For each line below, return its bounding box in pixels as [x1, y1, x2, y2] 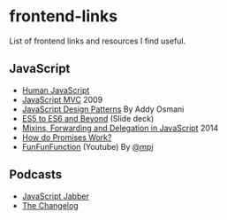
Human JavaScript [21, 84, 90, 95]
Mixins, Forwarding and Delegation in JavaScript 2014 [21, 122, 219, 133]
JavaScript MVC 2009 [21, 94, 103, 105]
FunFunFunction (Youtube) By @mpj [21, 141, 154, 152]
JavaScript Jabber [21, 191, 90, 201]
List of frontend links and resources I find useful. [9, 35, 186, 46]
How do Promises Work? [21, 131, 112, 143]
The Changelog [21, 200, 79, 210]
